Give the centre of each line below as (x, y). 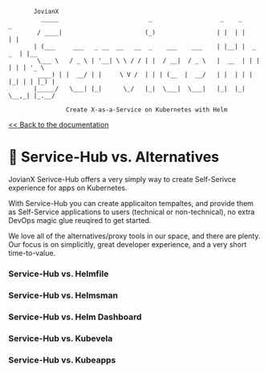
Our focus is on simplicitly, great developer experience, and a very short (128, 244)
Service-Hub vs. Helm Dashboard (75, 317)
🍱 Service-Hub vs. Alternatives (114, 157)
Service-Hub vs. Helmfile (59, 274)
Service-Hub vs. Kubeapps (62, 359)
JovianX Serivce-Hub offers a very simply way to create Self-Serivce (122, 179)
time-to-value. (32, 253)
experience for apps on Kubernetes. (68, 188)
